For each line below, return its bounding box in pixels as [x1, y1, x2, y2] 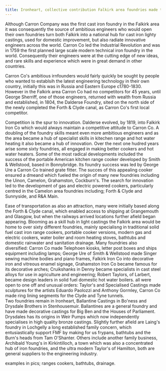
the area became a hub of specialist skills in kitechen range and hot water [5, 135, 156, 141]
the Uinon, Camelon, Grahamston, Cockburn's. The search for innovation [5, 177, 154, 183]
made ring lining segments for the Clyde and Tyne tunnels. [5, 293, 124, 298]
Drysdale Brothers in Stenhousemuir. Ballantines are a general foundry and [5, 303, 157, 309]
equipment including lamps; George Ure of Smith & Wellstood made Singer [5, 250, 157, 256]
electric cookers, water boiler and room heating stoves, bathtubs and [5, 234, 146, 240]
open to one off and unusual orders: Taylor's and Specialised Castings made [5, 282, 161, 288]
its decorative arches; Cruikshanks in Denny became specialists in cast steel [5, 266, 161, 272]
